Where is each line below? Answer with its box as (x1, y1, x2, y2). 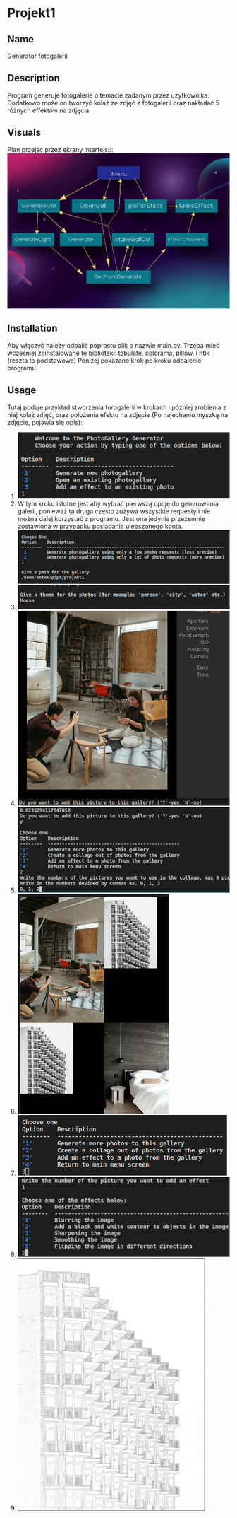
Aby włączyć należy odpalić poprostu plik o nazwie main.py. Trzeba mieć (7, 341, 220, 349)
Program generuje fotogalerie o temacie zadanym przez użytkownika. (7, 91, 209, 100)
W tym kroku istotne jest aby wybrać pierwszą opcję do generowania (17, 500, 219, 508)
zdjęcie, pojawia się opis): (7, 418, 83, 426)
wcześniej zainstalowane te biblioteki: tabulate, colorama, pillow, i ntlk (7, 349, 210, 357)
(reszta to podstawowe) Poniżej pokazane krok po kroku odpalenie (7, 356, 202, 365)
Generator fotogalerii (7, 52, 68, 60)
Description (7, 72, 60, 84)
